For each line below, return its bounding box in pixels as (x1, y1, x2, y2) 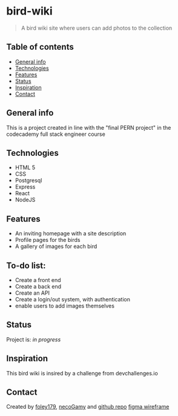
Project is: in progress (6, 335, 61, 343)
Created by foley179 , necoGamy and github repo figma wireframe (6, 403, 170, 411)
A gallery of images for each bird (15, 243, 97, 250)
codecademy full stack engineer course (6, 130, 106, 138)
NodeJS (15, 196, 36, 204)
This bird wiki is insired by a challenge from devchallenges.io (6, 369, 159, 377)
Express (15, 183, 36, 190)
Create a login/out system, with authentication (15, 296, 130, 303)
